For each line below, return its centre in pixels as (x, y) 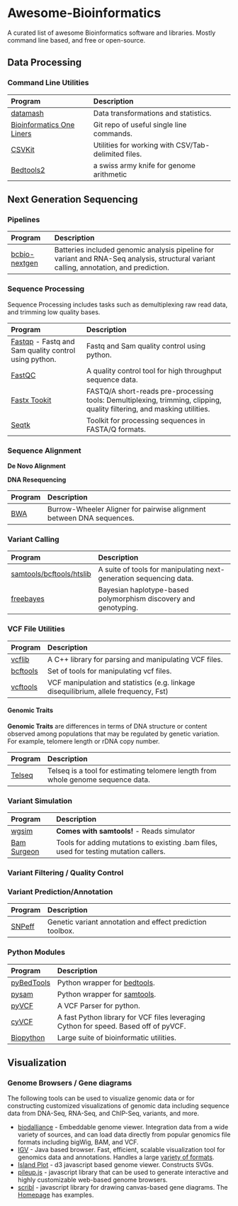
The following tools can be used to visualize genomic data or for (101, 1098)
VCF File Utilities (36, 629)
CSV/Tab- (193, 145)
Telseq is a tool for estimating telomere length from (132, 770)
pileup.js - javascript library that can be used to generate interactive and (123, 1173)
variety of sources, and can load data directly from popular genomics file (124, 1135)
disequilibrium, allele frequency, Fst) (108, 691)
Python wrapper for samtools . (107, 994)
